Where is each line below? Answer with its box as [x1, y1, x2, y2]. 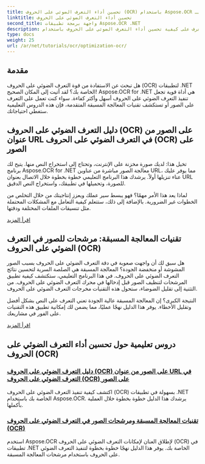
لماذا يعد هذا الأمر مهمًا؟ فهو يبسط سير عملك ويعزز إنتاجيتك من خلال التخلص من [7, 191, 187, 198]
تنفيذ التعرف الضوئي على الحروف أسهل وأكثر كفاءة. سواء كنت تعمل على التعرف [7, 94, 189, 102]
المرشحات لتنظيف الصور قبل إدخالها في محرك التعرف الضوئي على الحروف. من [7, 279, 187, 286]
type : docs [7, 32, 35, 38]
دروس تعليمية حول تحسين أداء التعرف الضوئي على [7, 339, 176, 350]
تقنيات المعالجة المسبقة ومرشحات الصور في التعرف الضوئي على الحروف [7, 416, 199, 424]
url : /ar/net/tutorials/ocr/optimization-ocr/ [7, 43, 127, 49]
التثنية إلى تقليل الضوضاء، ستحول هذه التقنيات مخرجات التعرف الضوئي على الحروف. [7, 285, 198, 293]
